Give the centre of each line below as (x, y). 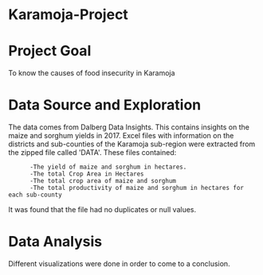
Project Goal (50, 51)
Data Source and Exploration (105, 105)
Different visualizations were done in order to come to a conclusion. (119, 263)
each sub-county (35, 195)
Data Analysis (55, 242)
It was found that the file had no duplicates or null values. (102, 210)
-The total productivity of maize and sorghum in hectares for (137, 188)
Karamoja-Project (69, 15)
